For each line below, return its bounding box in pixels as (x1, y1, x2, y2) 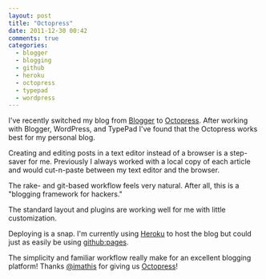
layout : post (8, 11, 52, 20)
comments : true (8, 34, 59, 42)
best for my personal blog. (8, 133, 96, 143)
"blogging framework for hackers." (8, 189, 123, 199)
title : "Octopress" (8, 19, 74, 27)
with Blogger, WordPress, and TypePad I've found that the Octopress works (8, 124, 258, 134)
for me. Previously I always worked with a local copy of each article (28, 157, 251, 167)
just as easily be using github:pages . (8, 237, 129, 247)
